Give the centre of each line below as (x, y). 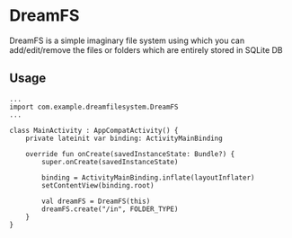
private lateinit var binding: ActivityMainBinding (124, 138)
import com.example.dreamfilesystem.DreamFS (94, 107)
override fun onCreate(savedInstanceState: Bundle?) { (130, 154)
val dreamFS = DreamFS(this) (96, 201)
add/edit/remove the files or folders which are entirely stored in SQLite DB (146, 49)
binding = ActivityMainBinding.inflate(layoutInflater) (148, 177)
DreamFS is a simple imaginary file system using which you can (127, 40)
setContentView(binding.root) (98, 185)
